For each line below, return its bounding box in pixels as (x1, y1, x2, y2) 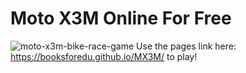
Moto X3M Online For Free (10, 7, 232, 30)
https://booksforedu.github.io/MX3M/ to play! (10, 50, 198, 62)
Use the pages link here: (136, 40, 237, 52)
